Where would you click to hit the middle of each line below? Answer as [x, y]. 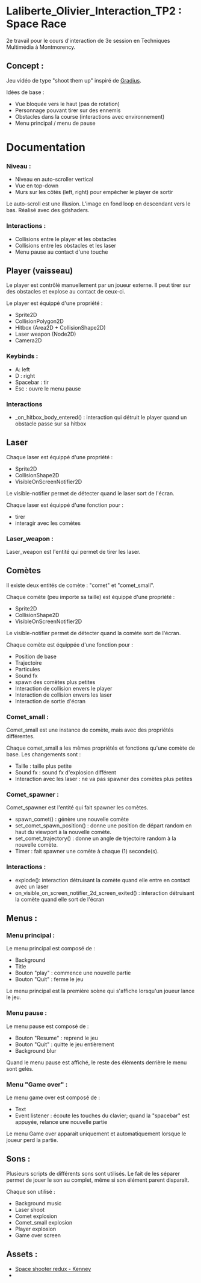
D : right [25, 375]
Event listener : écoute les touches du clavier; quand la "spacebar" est [102, 1115]
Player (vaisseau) [40, 270]
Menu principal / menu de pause [55, 123]
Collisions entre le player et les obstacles [66, 239]
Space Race [36, 24]
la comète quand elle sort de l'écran [60, 899]
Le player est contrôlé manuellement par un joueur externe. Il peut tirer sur [99, 285]
